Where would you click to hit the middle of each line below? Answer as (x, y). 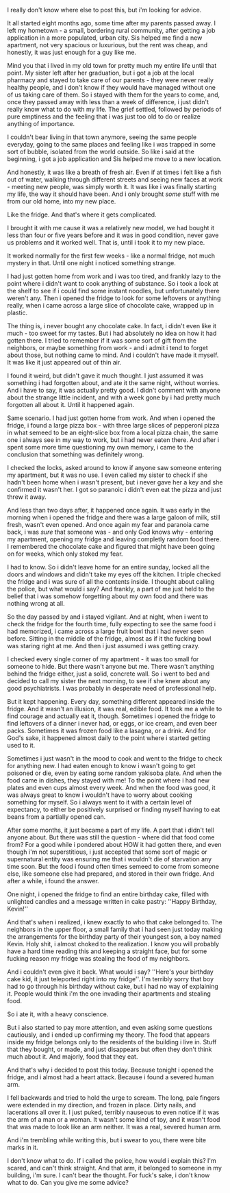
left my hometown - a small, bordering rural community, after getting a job (111, 30)
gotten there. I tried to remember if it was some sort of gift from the (102, 341)
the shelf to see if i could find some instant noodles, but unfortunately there (114, 291)
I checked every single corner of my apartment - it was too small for (103, 659)
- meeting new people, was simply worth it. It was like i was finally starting (112, 187)
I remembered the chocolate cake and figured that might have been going (111, 546)
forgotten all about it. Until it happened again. (71, 405)
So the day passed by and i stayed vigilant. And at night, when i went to (108, 617)
